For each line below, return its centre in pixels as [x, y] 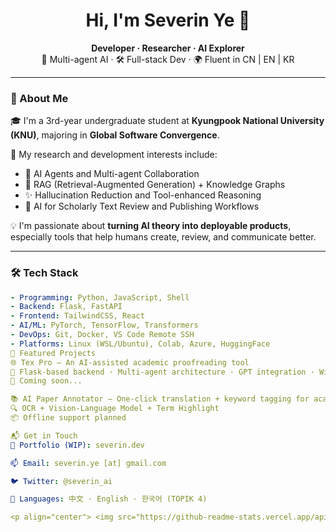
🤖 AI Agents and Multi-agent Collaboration [112, 174]
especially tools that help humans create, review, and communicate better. [163, 237]
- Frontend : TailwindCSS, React [77, 316]
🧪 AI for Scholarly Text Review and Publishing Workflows [142, 206]
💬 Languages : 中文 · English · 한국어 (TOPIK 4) [109, 499]
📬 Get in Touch [44, 435]
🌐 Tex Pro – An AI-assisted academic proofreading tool [130, 362]
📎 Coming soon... [46, 381]
